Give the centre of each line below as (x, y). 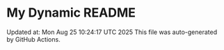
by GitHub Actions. (33, 39)
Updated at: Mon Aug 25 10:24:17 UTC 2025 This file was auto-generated (112, 32)
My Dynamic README (71, 13)
